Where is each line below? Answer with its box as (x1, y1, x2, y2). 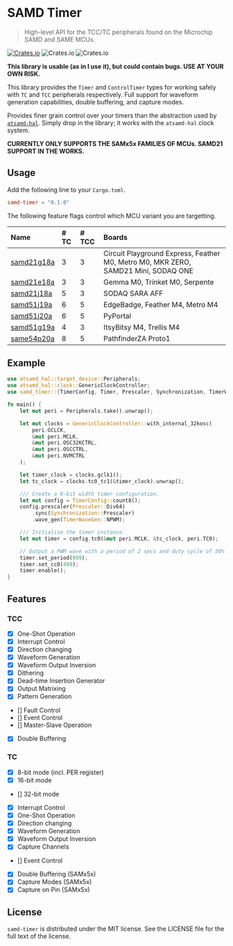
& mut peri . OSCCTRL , (32, 446, 89, 453)
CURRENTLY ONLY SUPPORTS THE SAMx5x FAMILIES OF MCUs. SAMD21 (7, 139, 223, 147)
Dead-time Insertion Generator (17, 676, 105, 685)
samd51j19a (10, 300, 53, 309)
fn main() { (7, 401, 42, 408)
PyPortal (103, 311, 132, 320)
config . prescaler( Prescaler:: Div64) (19, 503, 126, 510)
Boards (103, 232, 128, 242)
